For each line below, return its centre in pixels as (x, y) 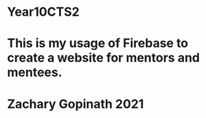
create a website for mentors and (104, 58)
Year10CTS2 (44, 12)
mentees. (35, 72)
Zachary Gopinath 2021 (76, 104)
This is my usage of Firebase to (98, 44)
